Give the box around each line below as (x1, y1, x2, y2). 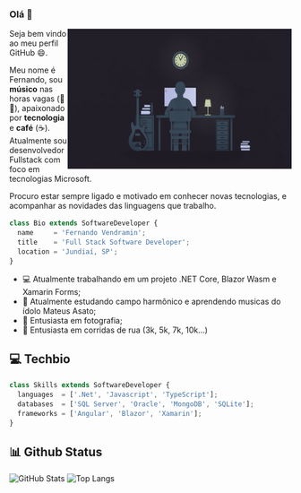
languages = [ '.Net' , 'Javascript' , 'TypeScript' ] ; (17, 390, 219, 400)
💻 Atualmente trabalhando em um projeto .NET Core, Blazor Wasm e (21, 273, 278, 284)
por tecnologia (9, 112, 65, 124)
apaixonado (21, 103, 65, 114)
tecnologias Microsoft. (9, 174, 92, 185)
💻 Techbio (9, 351, 71, 367)
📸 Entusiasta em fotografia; (21, 315, 123, 325)
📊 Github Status (9, 445, 103, 460)
